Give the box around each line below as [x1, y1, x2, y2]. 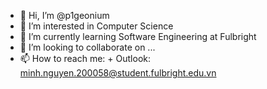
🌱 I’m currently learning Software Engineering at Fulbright [19, 31, 257, 42]
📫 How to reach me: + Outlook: [19, 53, 151, 64]
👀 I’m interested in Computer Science [19, 20, 174, 32]
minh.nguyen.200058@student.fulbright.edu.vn [19, 67, 217, 79]
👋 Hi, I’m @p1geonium [19, 10, 110, 21]
